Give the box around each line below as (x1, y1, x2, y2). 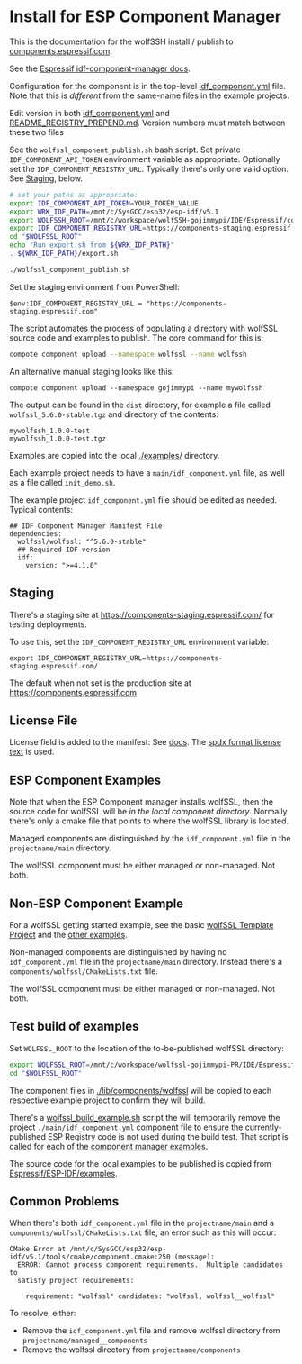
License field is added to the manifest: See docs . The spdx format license (9, 737, 281, 748)
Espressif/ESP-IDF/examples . (9, 1168, 119, 1178)
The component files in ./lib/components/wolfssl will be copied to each (9, 1085, 272, 1096)
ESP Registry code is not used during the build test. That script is (48, 1131, 289, 1141)
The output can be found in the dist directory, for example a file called (9, 399, 271, 410)
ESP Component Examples (9, 772, 162, 787)
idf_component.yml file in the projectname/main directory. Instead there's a (9, 956, 283, 967)
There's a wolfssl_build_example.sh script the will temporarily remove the (9, 1112, 280, 1123)
